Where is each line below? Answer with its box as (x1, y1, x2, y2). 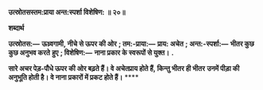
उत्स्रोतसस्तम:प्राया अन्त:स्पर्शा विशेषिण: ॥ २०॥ (8, 8, 126, 17)
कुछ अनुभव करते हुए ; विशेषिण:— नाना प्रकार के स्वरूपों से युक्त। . (8, 48, 174, 57)
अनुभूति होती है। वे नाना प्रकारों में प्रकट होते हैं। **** (8, 73, 139, 82)
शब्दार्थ (8, 24, 25, 32)
